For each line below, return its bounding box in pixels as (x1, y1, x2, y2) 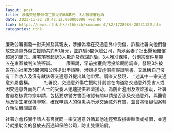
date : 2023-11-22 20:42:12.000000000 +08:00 (5, 17, 102, 22)
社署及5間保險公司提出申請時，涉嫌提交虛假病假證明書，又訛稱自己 (18, 67, 161, 73)
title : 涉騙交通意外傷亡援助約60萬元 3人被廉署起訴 (5, 12, 105, 17)
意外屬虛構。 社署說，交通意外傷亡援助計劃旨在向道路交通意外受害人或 (5, 80, 165, 86)
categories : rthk (5, 27, 42, 32)
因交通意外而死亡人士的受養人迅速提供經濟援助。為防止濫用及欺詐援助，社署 (5, 86, 167, 92)
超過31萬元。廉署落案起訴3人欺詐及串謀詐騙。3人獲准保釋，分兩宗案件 (5, 54, 155, 60)
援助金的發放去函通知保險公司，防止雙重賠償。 (14, 122, 113, 128)
